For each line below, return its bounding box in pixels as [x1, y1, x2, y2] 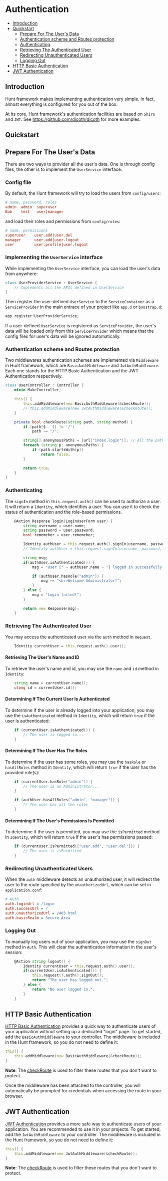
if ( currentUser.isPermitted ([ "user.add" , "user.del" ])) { [14, 844, 140, 849]
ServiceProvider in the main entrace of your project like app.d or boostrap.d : [5, 304, 162, 310]
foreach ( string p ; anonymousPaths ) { [23, 442, 104, 448]
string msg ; [23, 555, 48, 560]
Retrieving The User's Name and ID [5, 654, 80, 660]
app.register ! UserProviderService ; [5, 314, 79, 319]
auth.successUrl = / [5, 906, 48, 911]
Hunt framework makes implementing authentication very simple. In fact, [5, 96, 155, 102]
